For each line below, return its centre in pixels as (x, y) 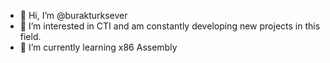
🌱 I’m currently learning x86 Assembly (98, 47)
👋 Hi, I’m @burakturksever (73, 15)
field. (30, 36)
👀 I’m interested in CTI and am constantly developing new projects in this (170, 26)
